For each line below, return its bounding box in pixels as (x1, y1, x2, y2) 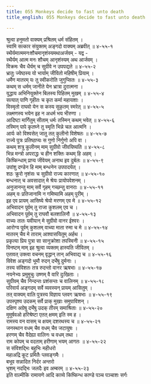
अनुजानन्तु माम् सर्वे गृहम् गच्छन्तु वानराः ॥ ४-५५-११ (6, 183, 104, 191)
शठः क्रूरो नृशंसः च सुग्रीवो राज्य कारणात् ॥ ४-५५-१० (6, 170, 106, 177)
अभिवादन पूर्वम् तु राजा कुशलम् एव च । (6, 203, 78, 210)
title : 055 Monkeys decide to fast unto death (6, 8, 124, 15)
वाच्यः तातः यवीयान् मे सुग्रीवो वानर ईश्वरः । (6, 217, 85, 224)
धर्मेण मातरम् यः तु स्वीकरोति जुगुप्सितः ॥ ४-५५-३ (6, 76, 98, 83)
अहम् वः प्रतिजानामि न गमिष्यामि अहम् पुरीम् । (6, 190, 89, 197)
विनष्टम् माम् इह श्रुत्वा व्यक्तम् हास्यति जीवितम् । (6, 244, 94, 251)
